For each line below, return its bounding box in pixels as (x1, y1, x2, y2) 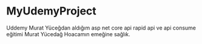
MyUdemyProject (6, 4, 97, 18)
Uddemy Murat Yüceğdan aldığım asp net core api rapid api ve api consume (6, 24, 196, 31)
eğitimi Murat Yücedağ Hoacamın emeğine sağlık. (6, 30, 130, 37)
